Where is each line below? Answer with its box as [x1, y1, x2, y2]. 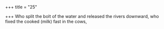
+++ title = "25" [5, 4, 37, 10]
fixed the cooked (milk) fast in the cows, [5, 19, 87, 24]
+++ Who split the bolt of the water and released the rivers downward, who [5, 14, 160, 19]
